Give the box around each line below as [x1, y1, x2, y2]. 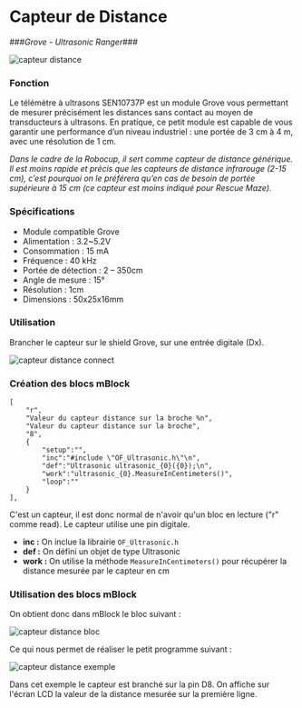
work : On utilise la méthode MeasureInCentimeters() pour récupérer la [22, 556, 287, 567]
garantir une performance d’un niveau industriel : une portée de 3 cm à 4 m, [9, 126, 293, 137]
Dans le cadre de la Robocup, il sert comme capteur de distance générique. [9, 154, 293, 165]
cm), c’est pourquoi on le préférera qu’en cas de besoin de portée [9, 173, 256, 184]
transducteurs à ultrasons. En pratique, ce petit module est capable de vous [9, 116, 293, 128]
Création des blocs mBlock [9, 377, 131, 390]
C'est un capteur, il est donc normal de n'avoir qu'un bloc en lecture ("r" [9, 509, 279, 520]
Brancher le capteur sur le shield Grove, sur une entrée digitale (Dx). [9, 336, 265, 347]
